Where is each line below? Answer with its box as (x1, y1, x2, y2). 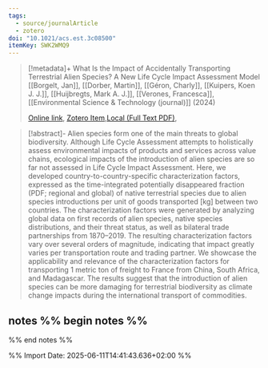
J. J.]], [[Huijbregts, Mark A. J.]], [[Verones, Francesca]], (27, 89, 214, 99)
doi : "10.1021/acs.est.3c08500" (8, 34, 116, 42)
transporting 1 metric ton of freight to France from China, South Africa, (27, 265, 260, 275)
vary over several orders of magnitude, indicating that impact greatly (27, 240, 254, 249)
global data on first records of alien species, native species (27, 214, 223, 224)
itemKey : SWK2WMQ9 (8, 42, 70, 50)
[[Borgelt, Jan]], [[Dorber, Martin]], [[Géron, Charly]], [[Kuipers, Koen (27, 81, 256, 91)
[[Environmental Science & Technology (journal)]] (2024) (27, 98, 216, 107)
